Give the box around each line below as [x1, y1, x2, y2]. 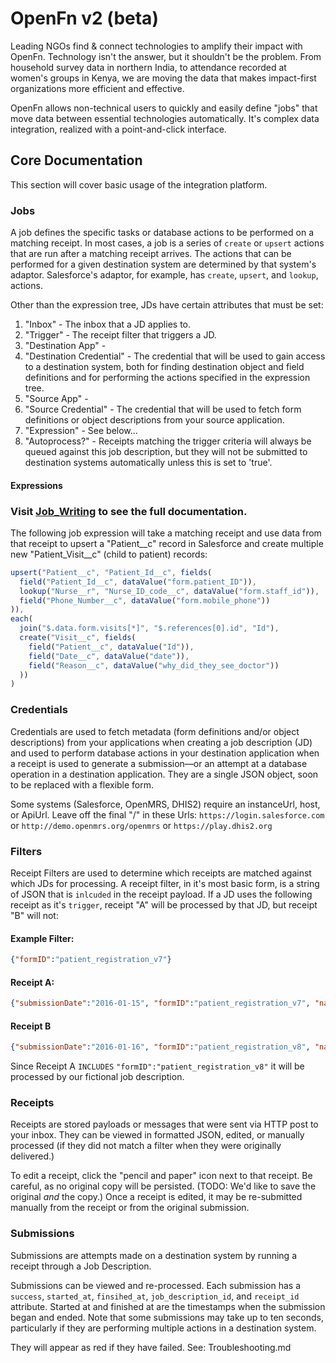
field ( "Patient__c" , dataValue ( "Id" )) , [28, 642, 195, 652]
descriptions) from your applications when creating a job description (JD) [10, 736, 313, 748]
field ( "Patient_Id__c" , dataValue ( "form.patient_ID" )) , [19, 577, 257, 587]
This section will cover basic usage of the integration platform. [10, 178, 268, 191]
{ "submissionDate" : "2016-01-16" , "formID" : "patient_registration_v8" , [10, 1042, 311, 1052]
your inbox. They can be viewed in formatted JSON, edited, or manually [10, 1129, 305, 1141]
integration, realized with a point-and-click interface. [10, 123, 227, 135]
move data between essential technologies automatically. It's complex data [10, 112, 320, 124]
